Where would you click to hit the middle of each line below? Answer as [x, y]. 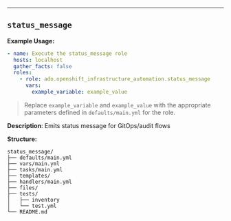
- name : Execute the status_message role [67, 53]
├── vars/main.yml [33, 164]
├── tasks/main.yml [35, 169]
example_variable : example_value [80, 92]
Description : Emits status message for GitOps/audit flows [89, 125]
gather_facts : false [43, 66]
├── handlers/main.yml [40, 182]
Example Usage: [31, 41]
